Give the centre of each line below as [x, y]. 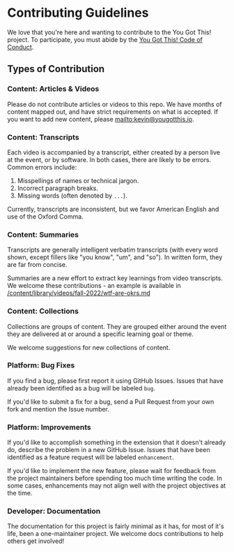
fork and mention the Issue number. [58, 409]
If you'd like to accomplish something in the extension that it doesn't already [117, 442]
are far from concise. [37, 265]
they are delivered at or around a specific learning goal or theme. [100, 334]
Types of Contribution [56, 69]
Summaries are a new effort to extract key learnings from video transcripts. [115, 278]
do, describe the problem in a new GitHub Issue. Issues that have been [109, 450]
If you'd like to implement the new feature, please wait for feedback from [112, 471]
